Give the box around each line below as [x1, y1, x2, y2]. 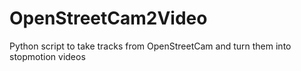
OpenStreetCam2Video [9, 7, 208, 30]
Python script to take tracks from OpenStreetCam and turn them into [9, 40, 292, 52]
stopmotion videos [9, 50, 86, 62]
